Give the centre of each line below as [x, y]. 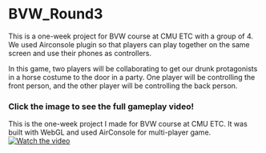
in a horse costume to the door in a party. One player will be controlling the [132, 77]
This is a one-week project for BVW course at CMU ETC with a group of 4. [131, 36]
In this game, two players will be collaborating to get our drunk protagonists [133, 68]
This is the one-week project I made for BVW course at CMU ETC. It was [128, 124]
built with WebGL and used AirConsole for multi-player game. [110, 132]
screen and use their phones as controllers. [80, 53]
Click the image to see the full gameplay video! [101, 107]
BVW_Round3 [56, 14]
